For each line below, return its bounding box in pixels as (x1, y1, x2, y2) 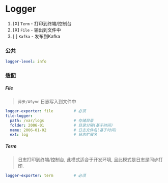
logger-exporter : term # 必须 (5, 173, 86, 178)
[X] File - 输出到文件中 (12, 26, 61, 33)
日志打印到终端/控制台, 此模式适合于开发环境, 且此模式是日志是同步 (17, 157, 159, 163)
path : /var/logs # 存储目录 (10, 118, 94, 123)
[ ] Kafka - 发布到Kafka (12, 33, 60, 39)
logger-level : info (5, 59, 47, 64)
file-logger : (5, 113, 33, 118)
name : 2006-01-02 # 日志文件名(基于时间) (10, 128, 117, 133)
